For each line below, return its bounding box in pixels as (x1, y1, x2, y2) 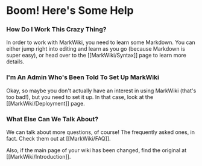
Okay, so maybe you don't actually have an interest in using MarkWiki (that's (6, 87, 197, 94)
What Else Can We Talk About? (6, 115, 99, 123)
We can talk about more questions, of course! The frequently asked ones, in (6, 129, 195, 136)
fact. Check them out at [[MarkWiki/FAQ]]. (6, 135, 111, 142)
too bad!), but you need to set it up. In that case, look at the (6, 93, 154, 100)
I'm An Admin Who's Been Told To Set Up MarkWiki (6, 73, 160, 81)
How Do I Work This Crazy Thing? (6, 25, 107, 34)
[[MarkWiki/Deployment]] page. (6, 100, 86, 107)
